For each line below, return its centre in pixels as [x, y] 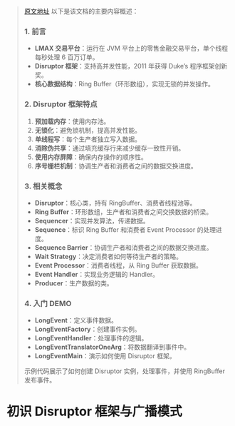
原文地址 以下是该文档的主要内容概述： [81, 11]
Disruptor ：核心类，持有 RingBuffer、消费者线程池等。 [115, 203]
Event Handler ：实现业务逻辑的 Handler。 [97, 274]
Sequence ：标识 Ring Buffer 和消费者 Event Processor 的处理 [125, 229]
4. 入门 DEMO [48, 303]
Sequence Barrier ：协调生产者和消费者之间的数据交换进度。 [124, 247]
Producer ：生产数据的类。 [74, 283]
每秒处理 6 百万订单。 [67, 57]
